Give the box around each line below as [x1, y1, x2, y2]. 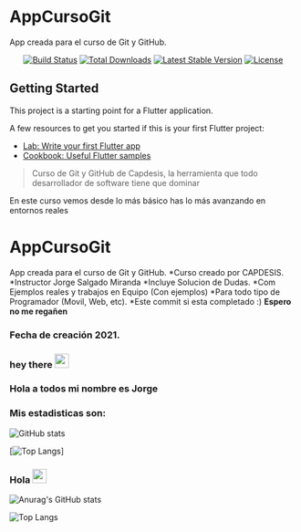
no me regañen [9, 306, 68, 317]
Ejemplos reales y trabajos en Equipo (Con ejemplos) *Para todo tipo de [9, 286, 281, 297]
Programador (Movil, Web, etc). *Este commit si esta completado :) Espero [9, 296, 292, 307]
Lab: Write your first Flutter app [22, 140, 141, 151]
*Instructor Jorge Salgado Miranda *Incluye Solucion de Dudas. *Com [9, 276, 276, 287]
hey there [9, 358, 53, 370]
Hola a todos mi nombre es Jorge [9, 382, 158, 395]
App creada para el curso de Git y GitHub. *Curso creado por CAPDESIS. [9, 266, 285, 277]
